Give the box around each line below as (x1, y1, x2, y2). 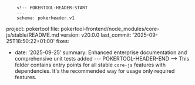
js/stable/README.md (6, 31, 60, 38)
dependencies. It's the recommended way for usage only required (14, 68, 175, 75)
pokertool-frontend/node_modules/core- (60, 26, 160, 32)
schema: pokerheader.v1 (16, 15, 75, 21)
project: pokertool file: (6, 26, 60, 32)
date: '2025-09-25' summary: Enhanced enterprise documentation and (14, 49, 187, 56)
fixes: (56, 38, 69, 44)
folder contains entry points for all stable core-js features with (14, 61, 166, 68)
